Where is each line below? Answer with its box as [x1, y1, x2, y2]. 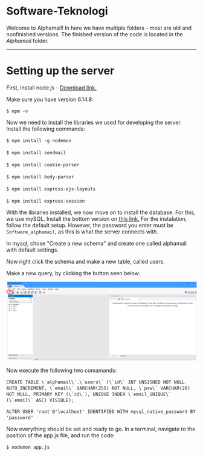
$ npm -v [6, 108, 28, 114]
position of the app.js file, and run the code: [6, 432, 115, 439]
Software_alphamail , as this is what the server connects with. [6, 228, 158, 235]
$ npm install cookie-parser [6, 161, 80, 168]
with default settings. [6, 246, 59, 253]
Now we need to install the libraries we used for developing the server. [6, 119, 182, 126]
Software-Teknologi [6, 4, 108, 18]
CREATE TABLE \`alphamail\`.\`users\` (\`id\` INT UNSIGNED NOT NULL [6, 379, 185, 385]
